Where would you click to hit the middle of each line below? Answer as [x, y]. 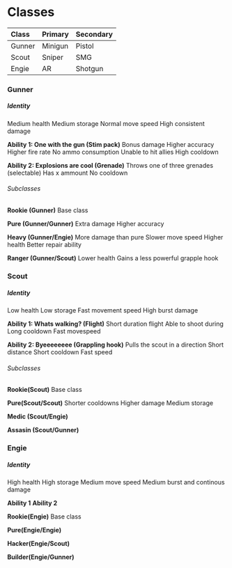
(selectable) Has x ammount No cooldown [68, 173]
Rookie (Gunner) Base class [48, 210]
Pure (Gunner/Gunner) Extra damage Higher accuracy [86, 224]
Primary [55, 34]
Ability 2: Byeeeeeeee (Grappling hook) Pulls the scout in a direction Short [116, 345]
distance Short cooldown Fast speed [60, 352]
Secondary [94, 34]
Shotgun [90, 68]
